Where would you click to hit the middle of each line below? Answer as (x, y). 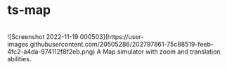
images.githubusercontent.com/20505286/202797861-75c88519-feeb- (111, 44)
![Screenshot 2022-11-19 (43, 36)
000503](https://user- (112, 36)
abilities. (19, 59)
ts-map (29, 10)
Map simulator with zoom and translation (162, 52)
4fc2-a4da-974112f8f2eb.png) (51, 52)
